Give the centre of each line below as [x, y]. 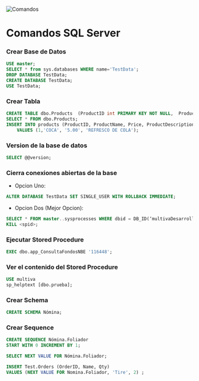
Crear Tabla [23, 101]
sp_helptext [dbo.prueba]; [39, 285]
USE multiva [21, 280]
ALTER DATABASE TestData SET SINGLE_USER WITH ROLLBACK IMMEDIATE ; [91, 197]
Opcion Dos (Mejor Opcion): [49, 208]
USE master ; [21, 64]
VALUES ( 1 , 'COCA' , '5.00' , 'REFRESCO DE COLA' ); [78, 130]
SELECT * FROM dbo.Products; [42, 119]
